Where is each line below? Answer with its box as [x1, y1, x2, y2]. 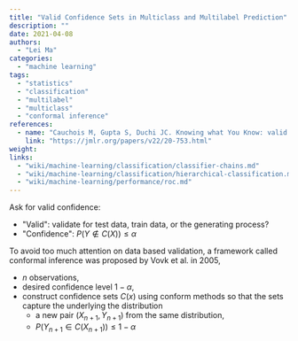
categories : [9, 54, 53, 63]
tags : [9, 71, 29, 80]
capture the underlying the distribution [21, 300, 163, 311]
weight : [9, 144, 38, 153]
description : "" [9, 21, 69, 30]
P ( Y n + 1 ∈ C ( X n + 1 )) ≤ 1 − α [35, 321, 137, 334]
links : [9, 152, 34, 162]
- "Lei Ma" [17, 46, 58, 55]
